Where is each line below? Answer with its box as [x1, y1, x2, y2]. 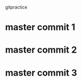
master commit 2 [5, 44, 77, 56]
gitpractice [5, 4, 27, 10]
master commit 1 [5, 22, 75, 33]
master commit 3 [5, 67, 77, 79]
